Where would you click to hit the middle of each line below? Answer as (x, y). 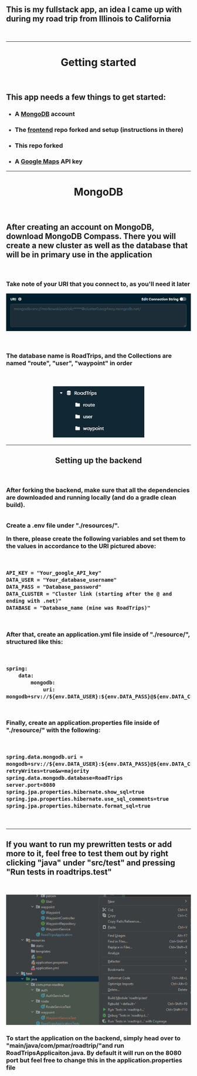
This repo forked (39, 145)
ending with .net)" (34, 601)
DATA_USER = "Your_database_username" (62, 580)
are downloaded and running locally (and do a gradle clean (91, 497)
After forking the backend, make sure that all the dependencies (98, 490)
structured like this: (35, 641)
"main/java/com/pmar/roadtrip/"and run (65, 1046)
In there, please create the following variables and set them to (96, 539)
